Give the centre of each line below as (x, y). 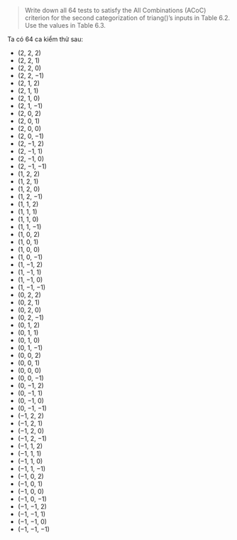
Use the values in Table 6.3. (65, 25)
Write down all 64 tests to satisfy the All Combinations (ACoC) (115, 10)
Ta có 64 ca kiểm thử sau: (45, 39)
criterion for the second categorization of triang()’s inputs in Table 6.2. (127, 18)
